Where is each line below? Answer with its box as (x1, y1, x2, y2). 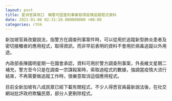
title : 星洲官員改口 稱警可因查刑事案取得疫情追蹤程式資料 (5, 12, 117, 17)
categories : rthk (5, 22, 42, 27)
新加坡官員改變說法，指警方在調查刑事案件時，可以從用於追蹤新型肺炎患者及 (5, 36, 167, 43)
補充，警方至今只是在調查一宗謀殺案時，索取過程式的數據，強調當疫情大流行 (5, 67, 167, 73)
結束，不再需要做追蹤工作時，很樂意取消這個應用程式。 (5, 73, 122, 79)
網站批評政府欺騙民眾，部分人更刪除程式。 (5, 90, 95, 96)
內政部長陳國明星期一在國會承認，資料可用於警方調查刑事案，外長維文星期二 (5, 60, 167, 67)
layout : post (5, 7, 33, 13)
